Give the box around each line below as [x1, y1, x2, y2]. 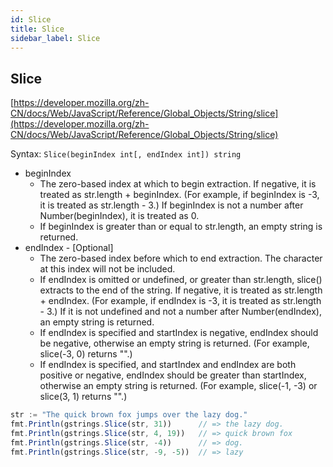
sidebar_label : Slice [10, 33, 101, 43]
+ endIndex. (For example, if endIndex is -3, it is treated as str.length [39, 295, 322, 307]
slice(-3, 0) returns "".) [39, 348, 133, 360]
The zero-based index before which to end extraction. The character [39, 252, 323, 265]
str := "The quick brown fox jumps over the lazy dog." [10, 410, 248, 420]
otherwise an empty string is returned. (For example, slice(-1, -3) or [39, 380, 318, 392]
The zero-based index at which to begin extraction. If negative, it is [39, 178, 317, 190]
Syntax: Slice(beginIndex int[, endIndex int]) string [10, 148, 242, 160]
